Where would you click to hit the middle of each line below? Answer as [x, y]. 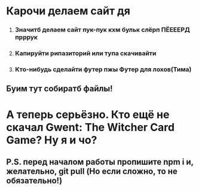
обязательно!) [34, 181]
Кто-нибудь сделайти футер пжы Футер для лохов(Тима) [103, 69]
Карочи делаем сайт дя [68, 11]
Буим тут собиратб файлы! [59, 89]
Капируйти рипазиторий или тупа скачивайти [85, 53]
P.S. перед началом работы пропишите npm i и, [100, 162]
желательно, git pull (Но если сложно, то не [92, 171]
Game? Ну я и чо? [52, 140]
